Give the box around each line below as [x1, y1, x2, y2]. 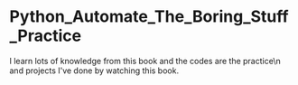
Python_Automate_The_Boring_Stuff [9, 6, 289, 27]
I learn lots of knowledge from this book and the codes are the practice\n [9, 55, 282, 66]
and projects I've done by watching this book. [9, 65, 179, 76]
